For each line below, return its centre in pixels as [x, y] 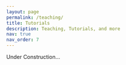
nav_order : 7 [23, 40]
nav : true [19, 34]
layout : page [23, 12]
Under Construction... [33, 57]
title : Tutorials [28, 23]
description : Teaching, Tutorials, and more [63, 29]
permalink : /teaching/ [35, 17]
